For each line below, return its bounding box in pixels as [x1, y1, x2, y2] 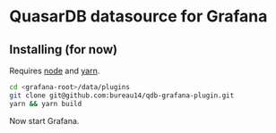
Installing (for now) [9, 42, 118, 57]
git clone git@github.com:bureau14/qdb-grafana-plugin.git [9, 91, 235, 100]
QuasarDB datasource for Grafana [9, 6, 268, 27]
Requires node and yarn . [9, 65, 100, 76]
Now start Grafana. [9, 115, 80, 126]
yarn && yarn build [9, 99, 82, 108]
